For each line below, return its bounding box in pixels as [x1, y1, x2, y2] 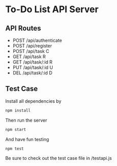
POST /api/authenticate [12, 37, 62, 43]
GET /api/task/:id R [12, 59, 53, 65]
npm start [5, 127, 27, 132]
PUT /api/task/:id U [12, 65, 54, 70]
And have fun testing [5, 136, 50, 142]
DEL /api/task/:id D [12, 70, 53, 76]
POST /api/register [12, 43, 52, 49]
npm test [5, 146, 24, 151]
